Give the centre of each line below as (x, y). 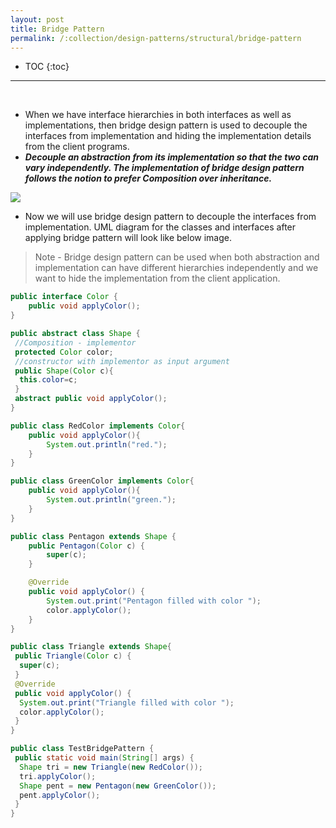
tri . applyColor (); (58, 776)
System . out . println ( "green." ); (111, 500)
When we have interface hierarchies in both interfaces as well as (158, 115)
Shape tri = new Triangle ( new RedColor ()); (111, 767)
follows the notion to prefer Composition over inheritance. (148, 178)
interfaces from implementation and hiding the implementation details (168, 136)
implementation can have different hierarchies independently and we (176, 268)
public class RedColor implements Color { (98, 426)
